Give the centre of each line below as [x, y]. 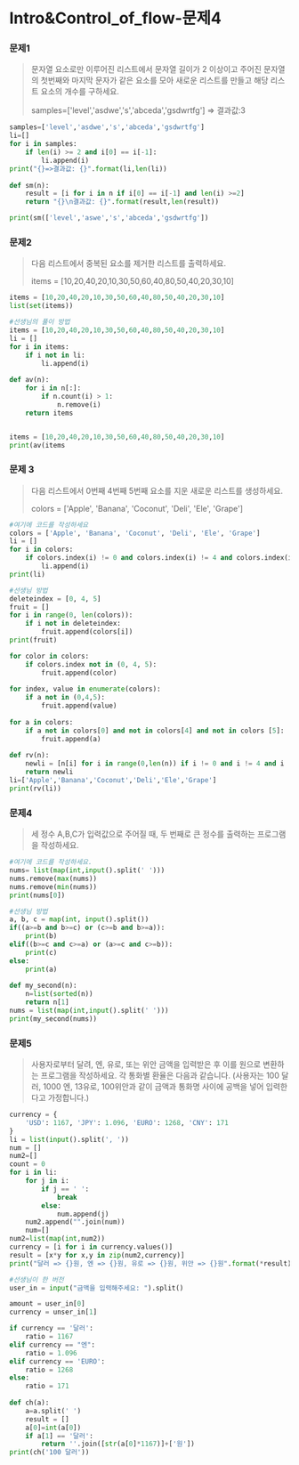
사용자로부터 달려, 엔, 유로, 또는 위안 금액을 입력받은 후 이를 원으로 [145, 1064]
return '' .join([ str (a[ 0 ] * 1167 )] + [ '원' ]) [118, 1444]
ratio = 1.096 [51, 1353]
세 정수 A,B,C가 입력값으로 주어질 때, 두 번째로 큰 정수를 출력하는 [143, 834]
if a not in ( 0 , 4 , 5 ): [65, 698]
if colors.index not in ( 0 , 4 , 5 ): [91, 664]
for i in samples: [43, 144]
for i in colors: [41, 550]
